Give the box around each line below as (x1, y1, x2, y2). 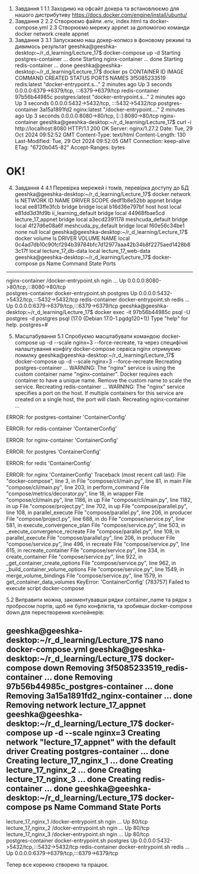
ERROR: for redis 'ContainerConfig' (6, 460, 92, 467)
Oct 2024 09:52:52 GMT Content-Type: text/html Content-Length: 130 (14, 131, 186, 138)
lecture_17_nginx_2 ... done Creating (6, 765, 141, 775)
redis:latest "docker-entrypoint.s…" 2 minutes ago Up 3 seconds (14, 81, 172, 88)
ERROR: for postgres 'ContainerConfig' (6, 448, 101, 455)
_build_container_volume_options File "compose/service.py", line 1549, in (6, 565, 185, 572)
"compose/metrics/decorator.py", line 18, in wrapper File (6, 490, 144, 497)
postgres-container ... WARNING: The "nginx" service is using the (14, 364, 175, 371)
